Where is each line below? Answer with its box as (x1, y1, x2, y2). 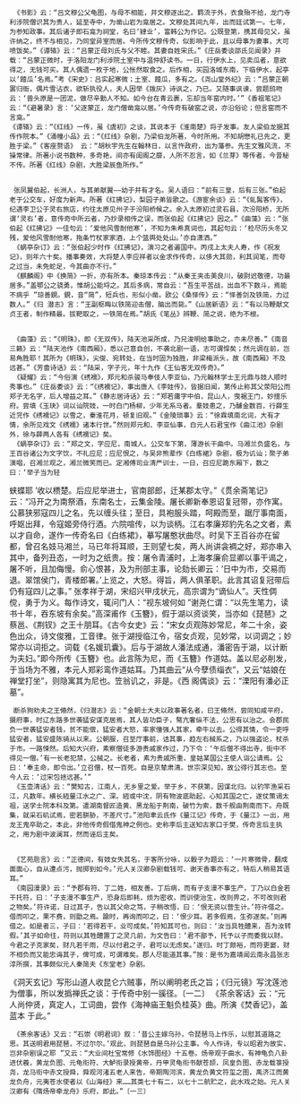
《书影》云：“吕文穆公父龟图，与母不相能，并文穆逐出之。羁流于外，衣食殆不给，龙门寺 (13, 8, 291, 17)
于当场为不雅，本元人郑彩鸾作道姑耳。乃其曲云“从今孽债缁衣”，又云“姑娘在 (9, 664, 287, 675)
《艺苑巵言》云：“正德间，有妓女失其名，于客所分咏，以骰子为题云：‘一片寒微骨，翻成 (13, 855, 288, 864)
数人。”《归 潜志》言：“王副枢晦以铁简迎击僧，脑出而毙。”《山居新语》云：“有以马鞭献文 (9, 300, 289, 309)
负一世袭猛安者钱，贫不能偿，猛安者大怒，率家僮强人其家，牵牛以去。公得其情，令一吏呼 (9, 725, 289, 734)
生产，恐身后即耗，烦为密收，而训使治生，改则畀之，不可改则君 (86, 893, 287, 902)
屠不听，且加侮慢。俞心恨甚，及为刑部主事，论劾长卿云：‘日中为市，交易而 (9, 564, 287, 574)
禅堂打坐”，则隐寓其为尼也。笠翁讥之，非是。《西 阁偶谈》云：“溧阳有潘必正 (9, 676, 289, 686)
